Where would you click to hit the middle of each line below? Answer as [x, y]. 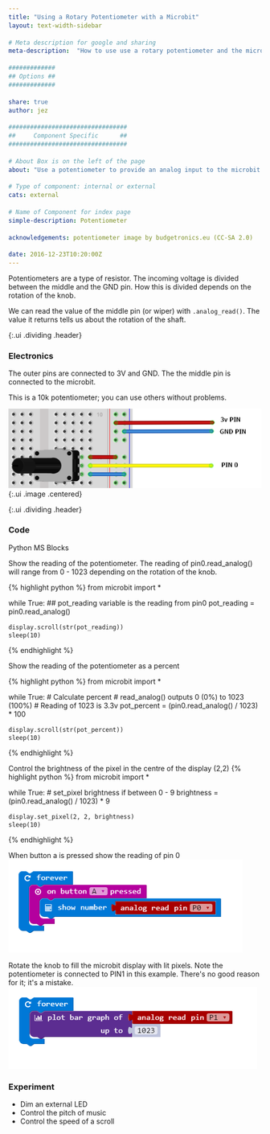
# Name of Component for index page [70, 212]
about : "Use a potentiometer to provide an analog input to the [118, 170]
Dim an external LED [54, 1104]
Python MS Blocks [39, 548]
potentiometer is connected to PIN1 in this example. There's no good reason [134, 974]
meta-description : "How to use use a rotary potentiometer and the [125, 51]
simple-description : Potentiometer [68, 220]
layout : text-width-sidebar [55, 25]
